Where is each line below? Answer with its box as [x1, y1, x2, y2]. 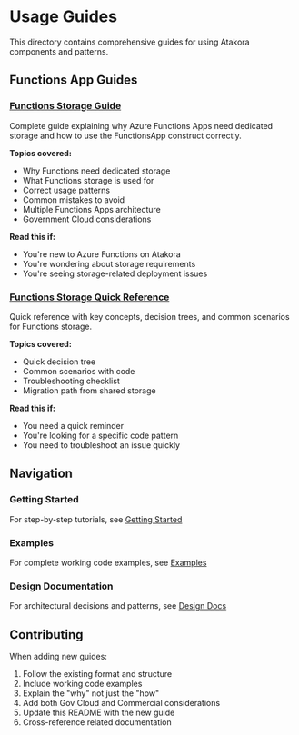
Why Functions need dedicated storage [22, 165, 171, 176]
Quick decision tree [22, 356, 96, 367]
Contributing [9, 627, 84, 642]
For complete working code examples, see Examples [9, 557, 207, 568]
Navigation [9, 466, 73, 482]
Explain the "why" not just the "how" [22, 688, 160, 699]
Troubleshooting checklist [22, 375, 120, 386]
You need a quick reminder [22, 420, 125, 431]
